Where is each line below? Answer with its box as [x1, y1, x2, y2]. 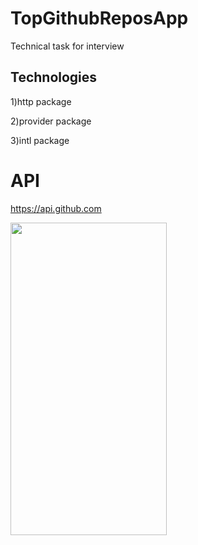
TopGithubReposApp [10, 7, 189, 30]
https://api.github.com [10, 202, 102, 214]
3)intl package [10, 134, 70, 146]
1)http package [10, 95, 72, 107]
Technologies [10, 69, 98, 86]
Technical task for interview [10, 40, 125, 52]
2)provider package [10, 115, 92, 127]
